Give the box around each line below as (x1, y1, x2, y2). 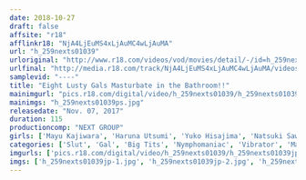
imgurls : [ (9, 148, 51, 157)
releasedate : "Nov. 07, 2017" (9, 106, 125, 115)
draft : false (9, 22, 59, 31)
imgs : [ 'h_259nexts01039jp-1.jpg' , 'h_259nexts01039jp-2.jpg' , (9, 156, 255, 166)
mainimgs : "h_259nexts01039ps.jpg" (9, 97, 145, 107)
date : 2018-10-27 (9, 13, 76, 23)
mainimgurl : (9, 89, 55, 98)
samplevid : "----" (9, 73, 79, 82)
